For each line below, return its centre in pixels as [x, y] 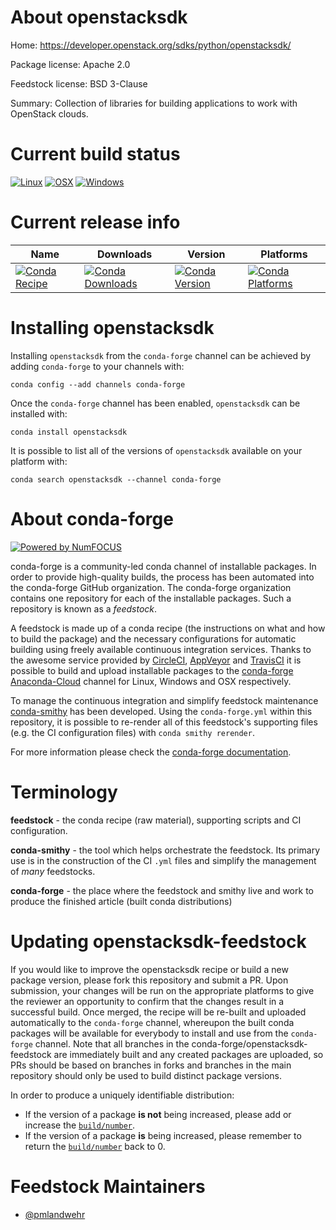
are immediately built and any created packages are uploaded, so [188, 1054]
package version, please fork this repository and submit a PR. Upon [149, 980]
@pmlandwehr [55, 1214]
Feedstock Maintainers [108, 1186]
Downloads [124, 254]
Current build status [95, 154]
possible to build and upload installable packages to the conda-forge [152, 670]
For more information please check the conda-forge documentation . [151, 752]
